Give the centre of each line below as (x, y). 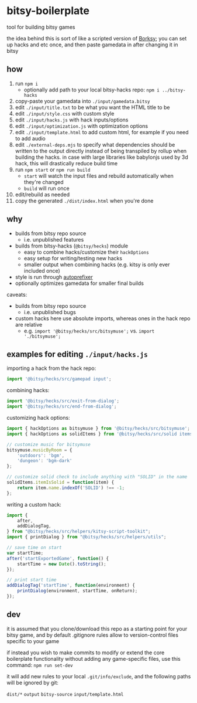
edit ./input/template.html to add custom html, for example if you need (102, 132)
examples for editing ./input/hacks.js (77, 354)
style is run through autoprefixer (54, 277)
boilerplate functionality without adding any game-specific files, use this (94, 658)
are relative (29, 324)
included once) (42, 270)
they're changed (44, 182)
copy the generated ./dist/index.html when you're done (84, 201)
